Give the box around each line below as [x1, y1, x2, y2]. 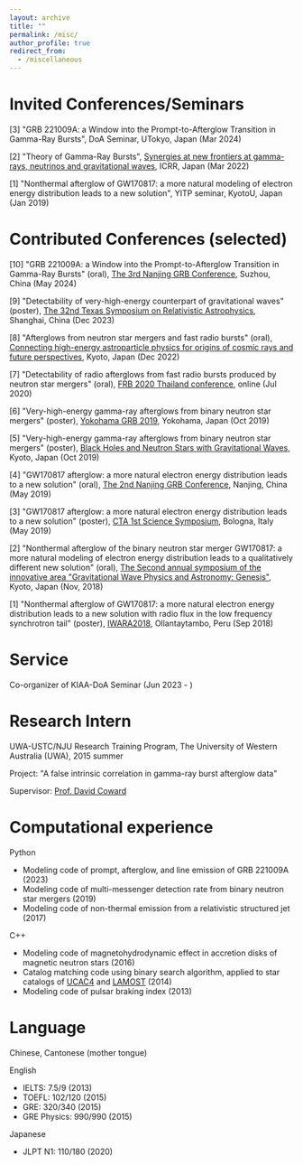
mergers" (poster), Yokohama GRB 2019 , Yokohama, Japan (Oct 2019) [9, 415, 271, 425]
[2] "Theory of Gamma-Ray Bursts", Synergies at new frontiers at [9, 151, 252, 162]
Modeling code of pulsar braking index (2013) [22, 985, 192, 996]
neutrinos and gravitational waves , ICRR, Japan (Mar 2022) [30, 160, 250, 172]
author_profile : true [9, 38, 91, 48]
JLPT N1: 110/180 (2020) [22, 1146, 114, 1157]
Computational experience [9, 816, 214, 837]
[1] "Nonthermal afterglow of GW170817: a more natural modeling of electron [9, 178, 293, 189]
